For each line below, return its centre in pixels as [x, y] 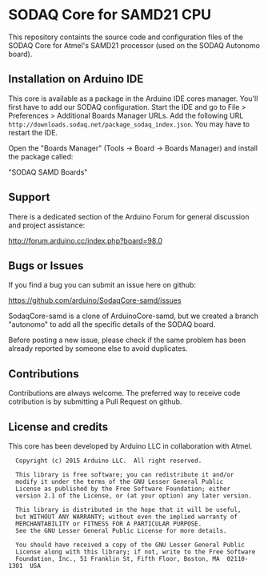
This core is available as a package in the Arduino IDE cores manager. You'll [133, 99]
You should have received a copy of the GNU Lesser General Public [130, 545]
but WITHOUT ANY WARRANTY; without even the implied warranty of [127, 517]
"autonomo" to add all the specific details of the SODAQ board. [112, 324]
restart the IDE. [33, 132]
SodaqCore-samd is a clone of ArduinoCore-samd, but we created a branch [133, 316]
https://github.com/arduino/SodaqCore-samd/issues [95, 300]
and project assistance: [47, 225]
